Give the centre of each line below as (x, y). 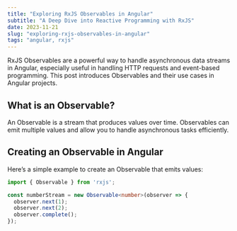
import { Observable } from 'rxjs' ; (61, 182)
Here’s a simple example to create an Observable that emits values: (105, 169)
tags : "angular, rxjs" (41, 40)
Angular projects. (33, 83)
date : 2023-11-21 (33, 27)
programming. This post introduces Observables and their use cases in (111, 76)
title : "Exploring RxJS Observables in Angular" (80, 14)
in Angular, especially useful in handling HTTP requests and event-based (114, 68)
